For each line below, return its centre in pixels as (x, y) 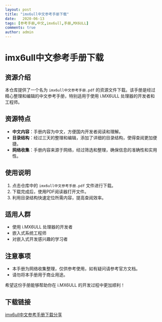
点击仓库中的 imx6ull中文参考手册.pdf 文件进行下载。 (64, 185)
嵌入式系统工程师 (29, 233)
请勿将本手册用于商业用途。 (40, 275)
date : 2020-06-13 (25, 19)
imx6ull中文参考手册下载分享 (34, 315)
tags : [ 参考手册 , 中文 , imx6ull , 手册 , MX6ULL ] (47, 23)
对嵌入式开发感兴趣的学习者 (40, 239)
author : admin (19, 32)
